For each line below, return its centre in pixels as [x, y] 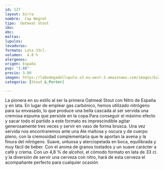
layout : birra [20, 14]
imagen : [13, 77]
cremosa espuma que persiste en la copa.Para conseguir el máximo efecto [80, 115]
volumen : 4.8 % [21, 55]
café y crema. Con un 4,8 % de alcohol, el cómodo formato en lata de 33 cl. [81, 152]
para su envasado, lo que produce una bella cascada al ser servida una [77, 111]
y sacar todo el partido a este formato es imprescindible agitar [68, 121]
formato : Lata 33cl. [26, 50]
